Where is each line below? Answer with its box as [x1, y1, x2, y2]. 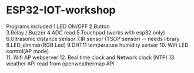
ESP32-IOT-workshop [6, 4, 116, 17]
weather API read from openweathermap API [6, 60, 115, 67]
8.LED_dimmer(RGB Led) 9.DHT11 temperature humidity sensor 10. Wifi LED [6, 41, 189, 48]
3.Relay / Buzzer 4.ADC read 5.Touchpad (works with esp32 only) [6, 29, 166, 36]
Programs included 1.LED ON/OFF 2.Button [6, 23, 110, 30]
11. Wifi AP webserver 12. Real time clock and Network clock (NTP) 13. [6, 54, 176, 61]
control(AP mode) [6, 47, 49, 54]
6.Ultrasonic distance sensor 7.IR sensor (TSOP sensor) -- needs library [6, 35, 180, 42]
